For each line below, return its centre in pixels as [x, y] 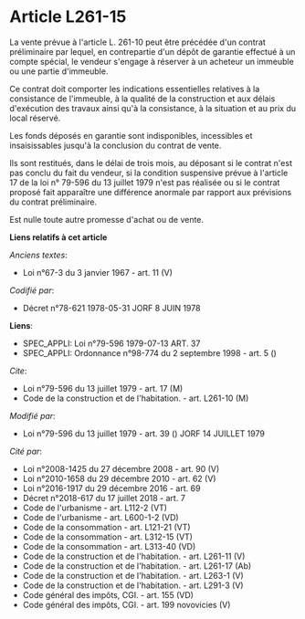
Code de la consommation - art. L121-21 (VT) [106, 527]
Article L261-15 [68, 17]
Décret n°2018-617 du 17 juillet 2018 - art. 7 [104, 498]
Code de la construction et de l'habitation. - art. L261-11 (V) [134, 556]
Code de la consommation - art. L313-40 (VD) [109, 546]
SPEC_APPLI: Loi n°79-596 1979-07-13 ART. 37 [111, 343]
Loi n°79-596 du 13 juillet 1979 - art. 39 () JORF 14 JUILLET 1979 [143, 433]
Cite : [18, 371]
